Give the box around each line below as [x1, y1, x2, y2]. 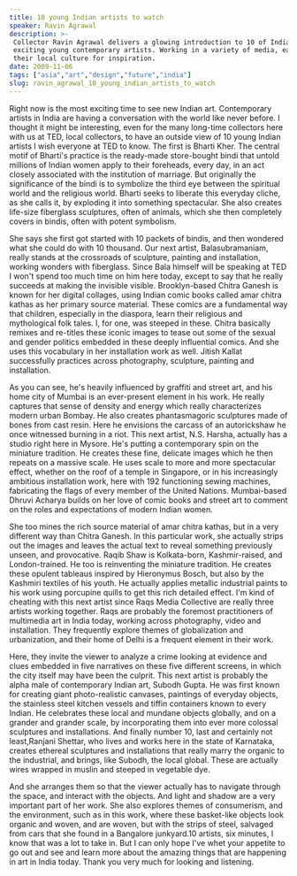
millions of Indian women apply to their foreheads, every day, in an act [9, 159, 265, 170]
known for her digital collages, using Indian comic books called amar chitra [9, 289, 283, 300]
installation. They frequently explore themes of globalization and [9, 625, 244, 635]
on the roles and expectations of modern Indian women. [9, 503, 214, 514]
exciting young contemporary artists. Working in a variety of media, [12, 46, 278, 55]
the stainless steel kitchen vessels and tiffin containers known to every [9, 698, 267, 709]
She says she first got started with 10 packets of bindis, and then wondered [9, 233, 285, 243]
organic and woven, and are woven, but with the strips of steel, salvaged [9, 818, 274, 829]
